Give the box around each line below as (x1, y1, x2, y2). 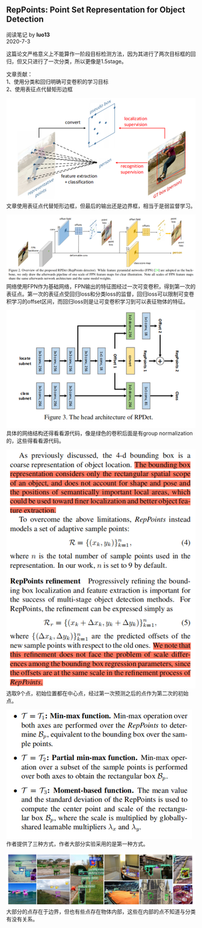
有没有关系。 (6, 915, 38, 923)
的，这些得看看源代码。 (6, 437, 64, 444)
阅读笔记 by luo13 (6, 31, 50, 38)
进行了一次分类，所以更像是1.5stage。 (32, 57, 127, 65)
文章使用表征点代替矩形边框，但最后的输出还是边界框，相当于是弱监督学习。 (6, 202, 196, 210)
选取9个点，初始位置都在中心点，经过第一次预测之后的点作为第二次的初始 (6, 690, 189, 697)
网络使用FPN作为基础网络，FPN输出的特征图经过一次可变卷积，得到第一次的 (6, 282, 196, 290)
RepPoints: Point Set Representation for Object (6, 5, 185, 15)
